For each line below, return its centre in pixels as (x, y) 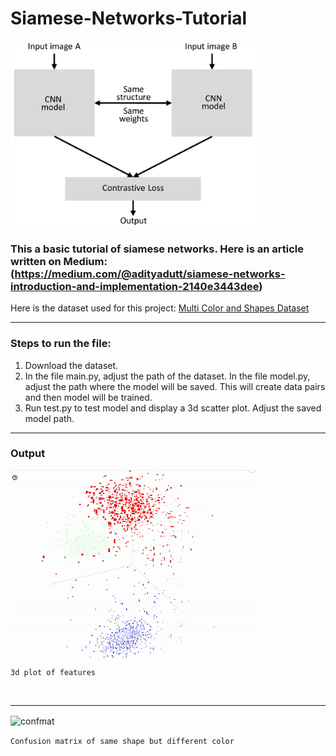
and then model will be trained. (88, 397)
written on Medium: (59, 261)
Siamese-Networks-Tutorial (129, 18)
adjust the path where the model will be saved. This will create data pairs (175, 386)
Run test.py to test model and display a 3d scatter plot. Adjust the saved (173, 408)
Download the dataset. (71, 365)
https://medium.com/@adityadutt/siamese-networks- (150, 274)
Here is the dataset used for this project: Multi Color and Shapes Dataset (160, 308)
